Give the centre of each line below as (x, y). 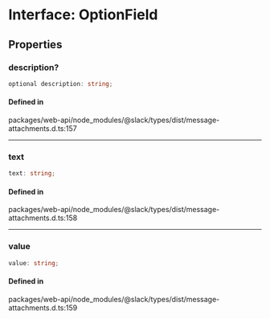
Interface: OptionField (83, 15)
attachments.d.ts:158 (43, 218)
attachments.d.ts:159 (43, 308)
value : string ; (34, 263)
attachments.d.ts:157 (43, 128)
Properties (35, 45)
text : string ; (32, 174)
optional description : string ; (61, 84)
